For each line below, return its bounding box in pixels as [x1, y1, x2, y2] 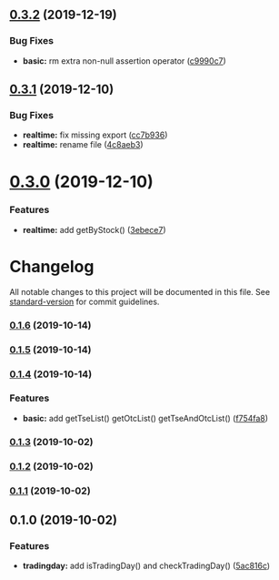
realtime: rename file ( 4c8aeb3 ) [22, 139, 144, 150]
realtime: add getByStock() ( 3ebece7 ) [22, 224, 166, 235]
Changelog [9, 257, 95, 277]
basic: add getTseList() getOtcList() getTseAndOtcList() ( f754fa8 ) [22, 412, 269, 423]
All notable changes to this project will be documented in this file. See [9, 286, 271, 297]
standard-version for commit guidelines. [9, 296, 160, 307]
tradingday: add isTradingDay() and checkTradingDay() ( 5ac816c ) [22, 560, 271, 572]
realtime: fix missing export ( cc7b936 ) [22, 129, 168, 140]
